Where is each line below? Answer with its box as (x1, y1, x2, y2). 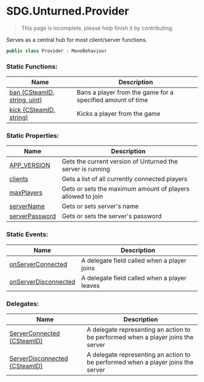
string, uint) (9, 96, 42, 104)
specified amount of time (76, 96, 148, 104)
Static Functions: (6, 62, 58, 70)
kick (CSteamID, (9, 106, 56, 114)
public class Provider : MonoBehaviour (6, 47, 107, 54)
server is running (61, 165, 110, 174)
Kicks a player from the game (76, 109, 161, 118)
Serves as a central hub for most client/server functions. (6, 36, 148, 43)
